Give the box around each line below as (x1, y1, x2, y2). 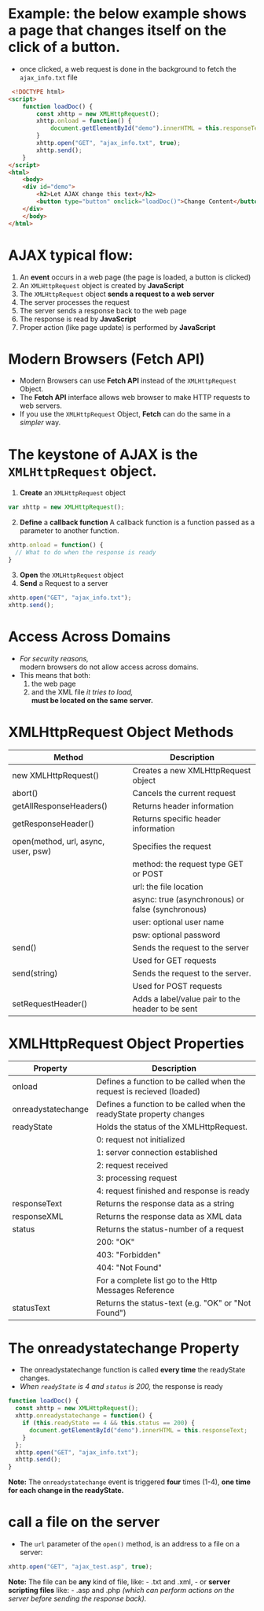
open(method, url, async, (12, 835, 104, 846)
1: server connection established (96, 1147, 218, 1158)
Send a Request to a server (19, 578, 108, 587)
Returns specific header (132, 813, 222, 824)
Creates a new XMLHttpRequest (132, 765, 251, 776)
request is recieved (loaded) (96, 1086, 200, 1097)
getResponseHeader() (12, 818, 94, 829)
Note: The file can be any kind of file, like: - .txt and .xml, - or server (8, 1576, 230, 1587)
